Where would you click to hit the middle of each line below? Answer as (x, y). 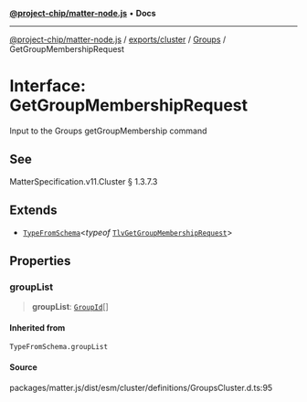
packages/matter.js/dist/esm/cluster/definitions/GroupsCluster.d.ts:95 (141, 387)
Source (24, 367)
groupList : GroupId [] (70, 307)
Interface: (48, 86)
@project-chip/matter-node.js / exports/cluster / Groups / (118, 39)
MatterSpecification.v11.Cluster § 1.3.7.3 (84, 181)
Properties (40, 261)
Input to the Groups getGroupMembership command (108, 131)
